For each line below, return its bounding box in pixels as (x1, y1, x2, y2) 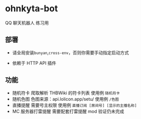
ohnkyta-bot (5, 3, 58, 14)
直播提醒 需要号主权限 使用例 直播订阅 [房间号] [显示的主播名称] (12, 102, 137, 108)
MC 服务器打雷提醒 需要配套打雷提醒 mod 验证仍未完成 (12, 108, 124, 114)
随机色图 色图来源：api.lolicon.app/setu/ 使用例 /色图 (12, 96, 119, 102)
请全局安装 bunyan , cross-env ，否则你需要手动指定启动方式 (12, 50, 129, 56)
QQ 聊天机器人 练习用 (5, 20, 49, 26)
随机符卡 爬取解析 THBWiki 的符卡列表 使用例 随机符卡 (12, 89, 120, 96)
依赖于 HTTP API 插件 (12, 60, 57, 66)
